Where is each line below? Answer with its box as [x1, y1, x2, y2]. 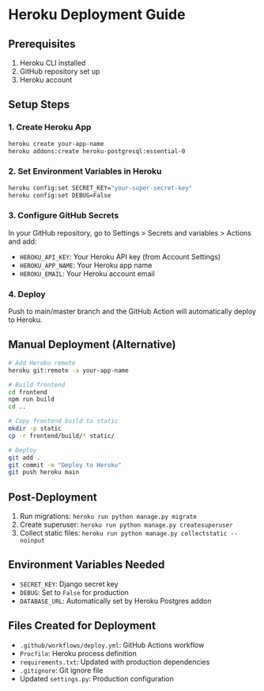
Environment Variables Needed [8, 558, 165, 572]
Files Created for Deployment [8, 619, 157, 632]
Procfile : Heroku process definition [19, 648, 137, 658]
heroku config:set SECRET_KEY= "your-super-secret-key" [8, 184, 193, 192]
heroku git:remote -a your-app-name [8, 367, 129, 374]
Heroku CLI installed [19, 58, 86, 67]
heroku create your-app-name [8, 140, 104, 148]
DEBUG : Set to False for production [19, 587, 129, 597]
